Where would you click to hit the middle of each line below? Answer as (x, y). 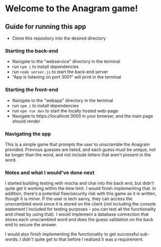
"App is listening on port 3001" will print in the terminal (67, 77)
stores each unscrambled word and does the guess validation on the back (79, 220)
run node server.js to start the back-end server (60, 72)
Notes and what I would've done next (50, 172)
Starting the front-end (32, 90)
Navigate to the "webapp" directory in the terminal (63, 100)
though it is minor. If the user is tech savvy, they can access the (69, 199)
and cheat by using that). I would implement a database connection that (77, 214)
